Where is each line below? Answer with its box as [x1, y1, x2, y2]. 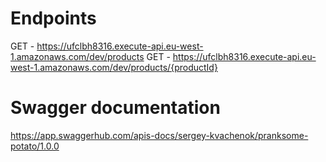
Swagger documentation [10, 97, 221, 119]
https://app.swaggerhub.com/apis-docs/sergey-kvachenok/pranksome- [10, 129, 309, 141]
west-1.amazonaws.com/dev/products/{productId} [10, 61, 218, 73]
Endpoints [10, 7, 97, 30]
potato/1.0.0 [10, 140, 60, 152]
